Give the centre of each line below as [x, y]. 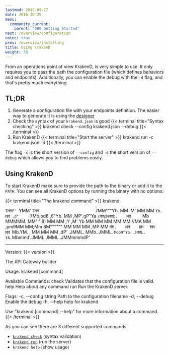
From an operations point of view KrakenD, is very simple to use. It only [79, 67]
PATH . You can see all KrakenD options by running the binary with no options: [84, 191]
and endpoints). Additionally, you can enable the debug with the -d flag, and [84, 77]
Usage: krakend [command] [34, 272]
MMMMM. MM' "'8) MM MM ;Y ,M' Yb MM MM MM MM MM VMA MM [78, 221]
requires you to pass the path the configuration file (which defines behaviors [84, 72]
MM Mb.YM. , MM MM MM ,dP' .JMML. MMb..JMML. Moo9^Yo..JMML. [75, 232]
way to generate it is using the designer [53, 116]
